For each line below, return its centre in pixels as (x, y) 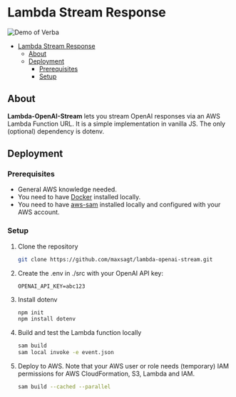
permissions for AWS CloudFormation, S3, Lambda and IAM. (106, 374)
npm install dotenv (47, 319)
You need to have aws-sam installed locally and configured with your (119, 205)
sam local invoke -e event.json (66, 353)
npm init (31, 312)
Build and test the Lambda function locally (79, 333)
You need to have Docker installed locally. (79, 197)
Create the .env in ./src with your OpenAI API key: (91, 273)
